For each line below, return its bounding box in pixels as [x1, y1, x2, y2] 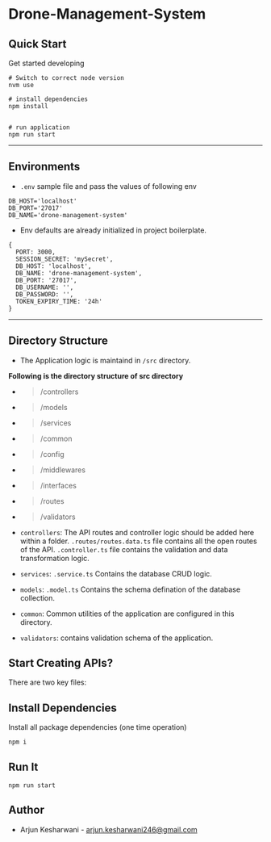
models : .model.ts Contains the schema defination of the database [19, 584, 240, 594]
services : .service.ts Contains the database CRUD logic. [19, 568, 212, 578]
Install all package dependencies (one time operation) [8, 723, 187, 732]
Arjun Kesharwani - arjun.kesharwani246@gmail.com [19, 824, 198, 834]
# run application [8, 124, 70, 132]
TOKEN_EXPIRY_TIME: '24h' [15, 297, 103, 305]
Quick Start [8, 37, 67, 51]
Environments [8, 160, 81, 174]
